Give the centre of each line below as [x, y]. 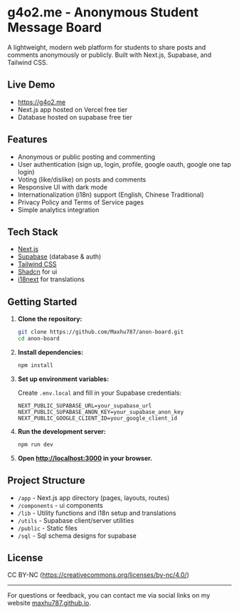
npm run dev [35, 444]
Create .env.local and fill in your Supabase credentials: [100, 392]
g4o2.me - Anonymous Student [103, 12]
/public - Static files [48, 528]
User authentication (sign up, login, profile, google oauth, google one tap [124, 164]
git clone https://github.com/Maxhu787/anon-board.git [101, 332]
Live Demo [31, 85]
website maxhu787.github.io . [49, 603]
